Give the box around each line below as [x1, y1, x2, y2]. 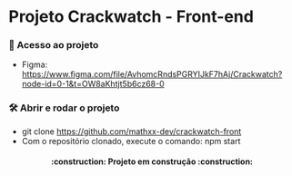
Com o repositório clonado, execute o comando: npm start [21, 135, 241, 146]
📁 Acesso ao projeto [8, 39, 99, 52]
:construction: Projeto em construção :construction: [50, 156, 254, 167]
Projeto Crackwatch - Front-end [8, 6, 254, 27]
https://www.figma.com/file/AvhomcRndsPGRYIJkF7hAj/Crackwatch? [21, 69, 283, 80]
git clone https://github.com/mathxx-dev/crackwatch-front [21, 125, 242, 137]
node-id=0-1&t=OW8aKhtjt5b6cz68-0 [21, 79, 165, 90]
